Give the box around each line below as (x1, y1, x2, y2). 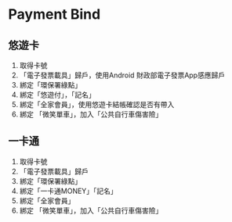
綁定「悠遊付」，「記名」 (19, 90, 96, 99)
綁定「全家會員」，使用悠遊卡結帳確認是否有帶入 (19, 100, 175, 109)
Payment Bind (8, 5, 101, 23)
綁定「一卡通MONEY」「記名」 (19, 186, 118, 195)
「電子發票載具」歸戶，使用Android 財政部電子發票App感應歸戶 (19, 70, 226, 80)
